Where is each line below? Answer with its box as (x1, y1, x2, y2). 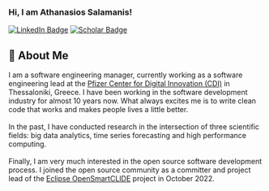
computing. (8, 139, 47, 149)
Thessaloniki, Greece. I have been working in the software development (8, 88, 249, 98)
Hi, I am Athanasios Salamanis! (8, 7, 132, 18)
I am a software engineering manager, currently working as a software (8, 70, 243, 80)
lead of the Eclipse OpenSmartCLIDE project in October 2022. (8, 174, 215, 184)
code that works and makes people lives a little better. (8, 105, 189, 115)
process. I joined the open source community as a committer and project (8, 165, 251, 175)
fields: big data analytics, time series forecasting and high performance (8, 131, 247, 141)
